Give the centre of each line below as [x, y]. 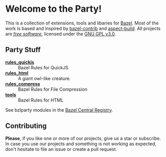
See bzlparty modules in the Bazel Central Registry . [59, 110]
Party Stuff [23, 50]
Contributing [26, 126]
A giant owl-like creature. [45, 78]
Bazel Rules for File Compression [53, 89]
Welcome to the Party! [53, 9]
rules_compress [23, 84]
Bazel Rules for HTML [41, 100]
